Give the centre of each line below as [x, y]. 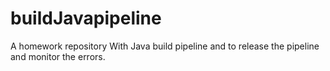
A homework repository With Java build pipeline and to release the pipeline [165, 46]
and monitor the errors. [58, 56]
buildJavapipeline [86, 18]
